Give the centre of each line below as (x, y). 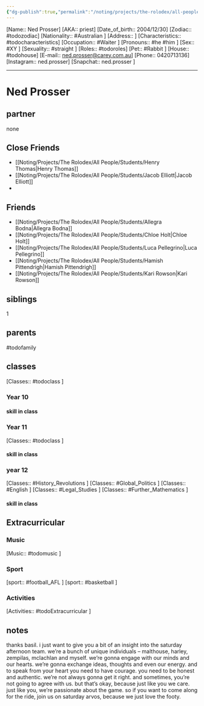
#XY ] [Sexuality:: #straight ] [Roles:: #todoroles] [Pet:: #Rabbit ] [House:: (98, 49)
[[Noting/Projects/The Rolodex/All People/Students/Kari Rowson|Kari (101, 273)
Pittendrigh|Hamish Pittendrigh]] (56, 267)
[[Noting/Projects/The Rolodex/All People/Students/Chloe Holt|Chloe (101, 235)
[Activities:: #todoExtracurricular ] (49, 611)
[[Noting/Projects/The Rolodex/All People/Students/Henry (87, 162)
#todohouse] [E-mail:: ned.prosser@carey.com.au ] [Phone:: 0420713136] (98, 55)
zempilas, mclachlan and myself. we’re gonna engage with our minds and (98, 658)
